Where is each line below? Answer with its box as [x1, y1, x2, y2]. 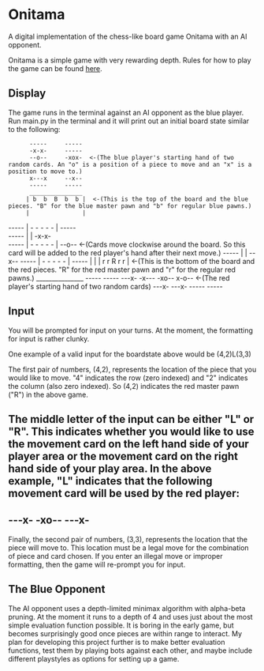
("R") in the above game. [8, 390, 88, 399]
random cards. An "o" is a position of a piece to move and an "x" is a [8, 160, 252, 168]
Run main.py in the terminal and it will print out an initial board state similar [8, 116, 250, 126]
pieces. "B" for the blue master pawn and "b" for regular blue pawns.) [8, 202, 252, 210]
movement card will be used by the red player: [8, 486, 240, 499]
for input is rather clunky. [8, 334, 90, 343]
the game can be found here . [8, 63, 102, 73]
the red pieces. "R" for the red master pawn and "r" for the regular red [8, 265, 236, 274]
